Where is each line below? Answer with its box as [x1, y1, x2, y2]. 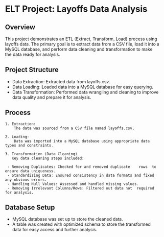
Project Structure [5, 66, 59, 74]
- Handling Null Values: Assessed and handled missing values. [7, 181, 139, 187]
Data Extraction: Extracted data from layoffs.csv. [12, 78, 110, 84]
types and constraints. [5, 143, 54, 148]
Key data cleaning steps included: [11, 156, 84, 161]
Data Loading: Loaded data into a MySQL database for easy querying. [12, 84, 153, 90]
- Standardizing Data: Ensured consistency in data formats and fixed [7, 173, 154, 178]
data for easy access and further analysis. [12, 227, 97, 233]
